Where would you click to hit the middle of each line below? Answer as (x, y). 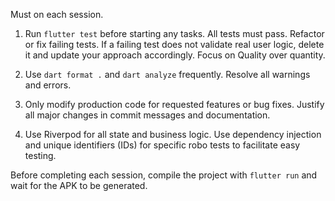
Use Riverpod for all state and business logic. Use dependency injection (173, 134)
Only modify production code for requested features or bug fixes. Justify (174, 104)
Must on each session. (57, 14)
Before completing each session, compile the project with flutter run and (164, 175)
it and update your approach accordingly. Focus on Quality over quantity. (175, 55)
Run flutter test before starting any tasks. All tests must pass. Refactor (174, 33)
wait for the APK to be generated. (79, 185)
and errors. (48, 85)
